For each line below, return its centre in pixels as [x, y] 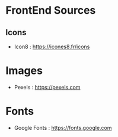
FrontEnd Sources [51, 10]
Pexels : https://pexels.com [47, 87]
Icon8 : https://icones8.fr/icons [52, 46]
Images [24, 71]
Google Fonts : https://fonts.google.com [63, 127]
